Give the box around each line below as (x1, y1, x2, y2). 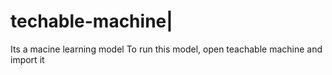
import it (10, 53, 45, 65)
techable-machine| (10, 10, 173, 33)
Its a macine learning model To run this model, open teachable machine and (10, 43, 323, 55)
